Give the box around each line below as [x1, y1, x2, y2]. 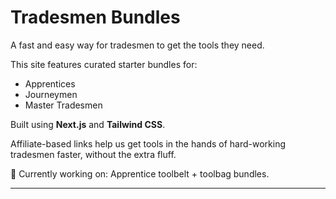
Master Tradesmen [24, 99, 103, 111]
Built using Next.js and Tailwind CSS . [10, 118, 166, 130]
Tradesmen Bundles [10, 6, 181, 29]
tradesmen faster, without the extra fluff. [10, 148, 177, 160]
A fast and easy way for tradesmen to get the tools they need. [10, 39, 265, 51]
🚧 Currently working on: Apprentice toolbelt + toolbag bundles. [10, 167, 270, 180]
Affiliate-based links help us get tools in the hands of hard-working [10, 137, 287, 150]
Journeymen [24, 88, 78, 100]
